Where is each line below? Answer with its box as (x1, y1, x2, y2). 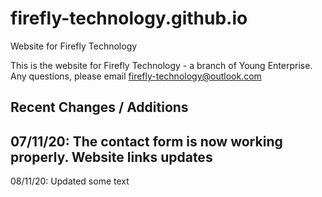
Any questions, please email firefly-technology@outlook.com (10, 70, 262, 82)
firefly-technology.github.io (10, 7, 248, 30)
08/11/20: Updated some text (10, 175, 130, 187)
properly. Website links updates (10, 148, 213, 166)
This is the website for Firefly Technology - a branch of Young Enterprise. (10, 59, 313, 71)
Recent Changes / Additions (10, 99, 189, 116)
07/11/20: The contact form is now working (10, 133, 283, 150)
